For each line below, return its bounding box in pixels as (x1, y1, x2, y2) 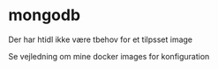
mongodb (8, 5, 81, 25)
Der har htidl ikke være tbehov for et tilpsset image (8, 34, 193, 45)
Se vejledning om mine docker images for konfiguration (8, 51, 210, 61)
